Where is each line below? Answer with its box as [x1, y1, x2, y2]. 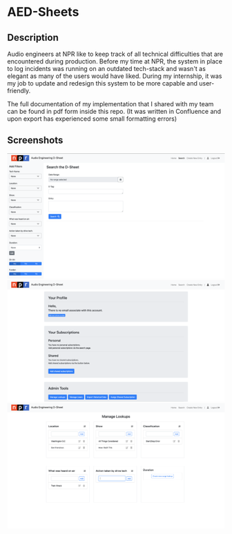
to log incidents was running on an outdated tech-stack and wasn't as [7, 65, 206, 72]
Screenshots [7, 135, 64, 146]
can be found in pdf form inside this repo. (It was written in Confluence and [7, 108, 222, 115]
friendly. [7, 87, 31, 95]
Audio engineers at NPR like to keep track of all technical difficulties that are [7, 50, 223, 58]
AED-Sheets [7, 4, 79, 20]
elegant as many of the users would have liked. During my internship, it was [7, 72, 222, 80]
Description [7, 32, 59, 43]
